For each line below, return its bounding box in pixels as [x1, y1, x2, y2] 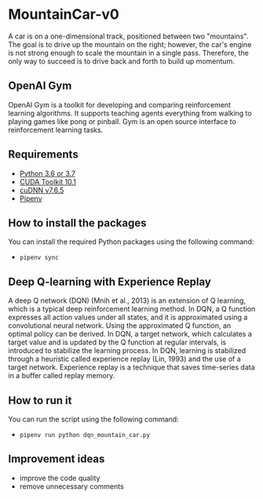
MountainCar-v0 [8, 5, 119, 24]
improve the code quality [19, 473, 100, 483]
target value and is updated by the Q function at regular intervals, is [8, 337, 226, 347]
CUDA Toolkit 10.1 [19, 177, 77, 186]
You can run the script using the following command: [8, 414, 179, 424]
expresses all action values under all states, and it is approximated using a [8, 312, 248, 322]
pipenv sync [19, 253, 59, 262]
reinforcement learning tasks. [8, 125, 104, 134]
